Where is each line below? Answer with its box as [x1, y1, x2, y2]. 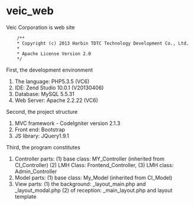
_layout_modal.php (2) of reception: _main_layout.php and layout [14, 187, 173, 194]
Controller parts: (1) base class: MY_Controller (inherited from [14, 155, 164, 162]
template [14, 193, 37, 200]
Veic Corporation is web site [6, 24, 75, 31]
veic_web [6, 4, 54, 18]
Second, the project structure [6, 108, 78, 115]
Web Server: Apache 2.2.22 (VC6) [14, 97, 99, 104]
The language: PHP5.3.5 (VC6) [14, 78, 90, 85]
